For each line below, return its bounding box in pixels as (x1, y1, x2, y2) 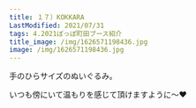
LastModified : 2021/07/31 (9, 21, 104, 30)
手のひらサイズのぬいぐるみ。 (9, 71, 117, 82)
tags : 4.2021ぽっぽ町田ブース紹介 (9, 29, 123, 38)
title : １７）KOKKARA (9, 12, 85, 22)
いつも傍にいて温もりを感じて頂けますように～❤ (9, 90, 187, 100)
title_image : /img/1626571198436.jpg (9, 37, 148, 47)
